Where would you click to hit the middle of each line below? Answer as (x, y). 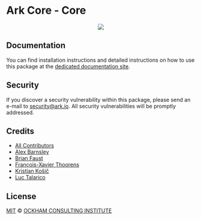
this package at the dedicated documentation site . (68, 66)
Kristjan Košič (32, 171)
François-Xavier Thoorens (47, 165)
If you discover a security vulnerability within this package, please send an (98, 100)
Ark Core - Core (46, 10)
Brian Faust (29, 158)
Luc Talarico (30, 177)
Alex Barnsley (32, 152)
